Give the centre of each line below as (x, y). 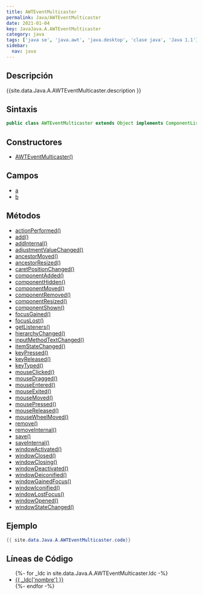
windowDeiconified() (41, 475)
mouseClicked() (35, 372)
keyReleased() (33, 359)
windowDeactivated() (42, 468)
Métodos (24, 216)
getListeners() (32, 327)
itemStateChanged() (40, 346)
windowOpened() (37, 501)
